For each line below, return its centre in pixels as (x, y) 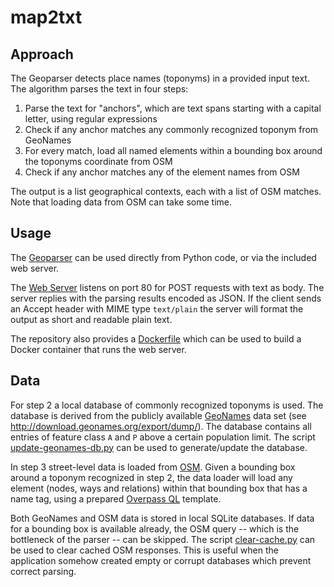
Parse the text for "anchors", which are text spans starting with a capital (173, 108)
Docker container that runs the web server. (98, 349)
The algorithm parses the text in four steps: (99, 89)
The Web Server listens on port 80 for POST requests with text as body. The (167, 287)
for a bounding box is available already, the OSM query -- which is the (155, 528)
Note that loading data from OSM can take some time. (121, 202)
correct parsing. (43, 571)
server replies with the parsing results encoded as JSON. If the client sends (166, 298)
